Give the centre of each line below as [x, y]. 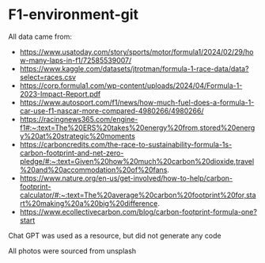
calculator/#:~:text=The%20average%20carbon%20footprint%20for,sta [138, 195]
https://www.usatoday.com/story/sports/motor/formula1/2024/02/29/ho [136, 51]
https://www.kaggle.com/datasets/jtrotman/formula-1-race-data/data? [134, 68]
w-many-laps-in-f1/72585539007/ [76, 60]
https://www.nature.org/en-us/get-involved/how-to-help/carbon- [126, 178]
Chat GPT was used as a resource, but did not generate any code [115, 235]
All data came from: [40, 36]
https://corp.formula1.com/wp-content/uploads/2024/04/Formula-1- [131, 86]
